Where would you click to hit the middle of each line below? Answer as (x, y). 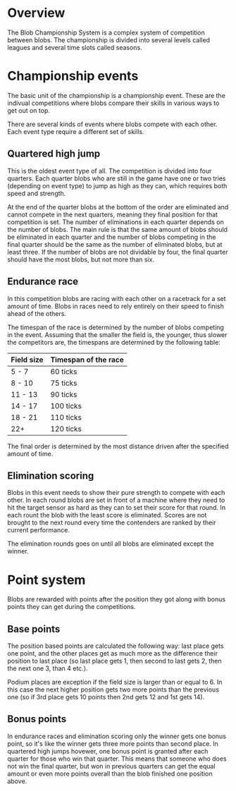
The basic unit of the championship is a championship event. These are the (116, 95)
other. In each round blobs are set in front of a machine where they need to (116, 500)
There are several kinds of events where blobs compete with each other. (112, 124)
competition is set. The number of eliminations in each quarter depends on (116, 222)
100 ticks (66, 405)
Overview (36, 13)
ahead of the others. (37, 313)
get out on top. (29, 110)
